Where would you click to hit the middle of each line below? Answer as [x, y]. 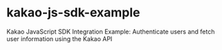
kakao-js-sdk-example [73, 13]
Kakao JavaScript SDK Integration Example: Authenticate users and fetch [111, 32]
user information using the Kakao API [59, 38]
